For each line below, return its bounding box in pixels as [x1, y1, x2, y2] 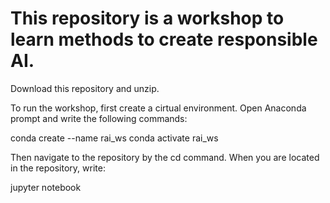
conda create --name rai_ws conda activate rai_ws [10, 132, 219, 144]
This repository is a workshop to [10, 7, 285, 30]
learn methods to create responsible [10, 28, 318, 51]
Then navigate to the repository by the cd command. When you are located [10, 151, 320, 163]
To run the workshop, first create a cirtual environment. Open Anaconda [10, 102, 307, 114]
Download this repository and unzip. [10, 82, 160, 94]
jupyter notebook [10, 181, 82, 193]
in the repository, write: [10, 162, 106, 174]
